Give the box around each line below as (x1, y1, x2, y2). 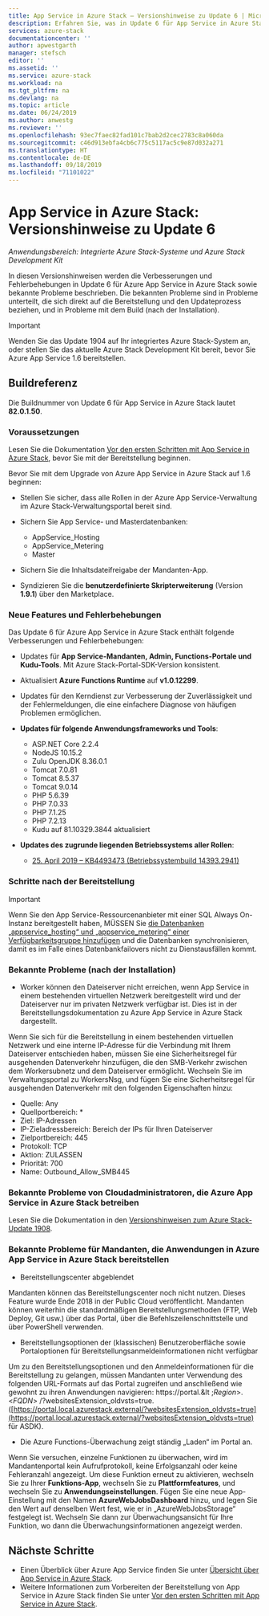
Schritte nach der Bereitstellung (8, 876, 135, 888)
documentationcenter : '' (8, 34, 91, 43)
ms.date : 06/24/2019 (8, 109, 78, 117)
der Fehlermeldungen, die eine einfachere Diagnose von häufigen (19, 700, 237, 709)
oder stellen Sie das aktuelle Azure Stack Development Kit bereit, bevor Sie (8, 345, 256, 354)
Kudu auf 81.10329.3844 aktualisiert (31, 825, 151, 835)
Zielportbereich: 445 (19, 1132, 88, 1142)
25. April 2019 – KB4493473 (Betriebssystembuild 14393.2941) (31, 856, 240, 866)
